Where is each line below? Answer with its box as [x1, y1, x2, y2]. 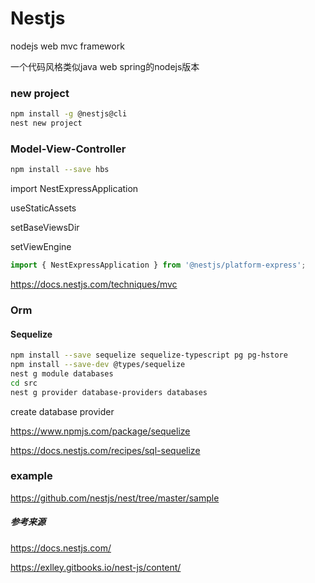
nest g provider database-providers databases [10, 387, 208, 397]
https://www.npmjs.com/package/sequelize [10, 425, 191, 437]
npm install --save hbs [10, 165, 110, 175]
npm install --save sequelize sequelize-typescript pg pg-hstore [10, 350, 288, 361]
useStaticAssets [10, 202, 77, 214]
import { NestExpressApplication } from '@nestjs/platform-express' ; [10, 260, 307, 271]
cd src [10, 378, 38, 388]
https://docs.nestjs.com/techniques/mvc [10, 278, 178, 291]
